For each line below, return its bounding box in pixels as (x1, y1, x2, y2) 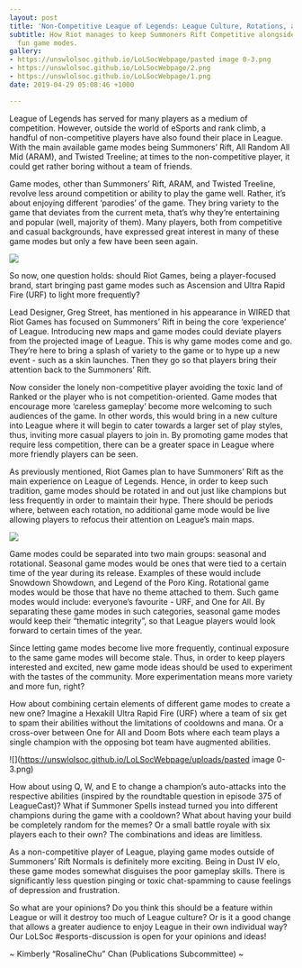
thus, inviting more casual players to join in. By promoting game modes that (9, 429, 289, 440)
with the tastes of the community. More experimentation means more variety (9, 671, 293, 681)
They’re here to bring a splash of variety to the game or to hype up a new (9, 344, 280, 356)
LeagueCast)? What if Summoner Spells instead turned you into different (9, 799, 279, 811)
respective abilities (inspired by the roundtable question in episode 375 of (9, 790, 282, 801)
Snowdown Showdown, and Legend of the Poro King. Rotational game (9, 577, 270, 588)
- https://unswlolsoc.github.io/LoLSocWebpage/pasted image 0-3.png (9, 55, 271, 64)
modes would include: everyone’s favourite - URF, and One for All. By (9, 596, 265, 607)
